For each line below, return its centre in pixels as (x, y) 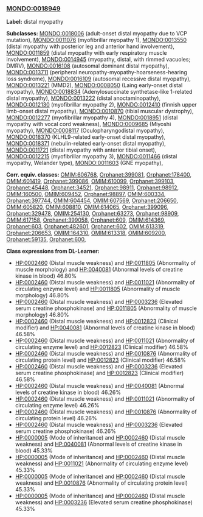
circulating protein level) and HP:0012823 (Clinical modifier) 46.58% (101, 360)
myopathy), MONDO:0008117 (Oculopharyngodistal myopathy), (86, 131)
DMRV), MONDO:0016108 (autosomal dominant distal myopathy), (88, 66)
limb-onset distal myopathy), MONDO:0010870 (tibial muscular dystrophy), (100, 111)
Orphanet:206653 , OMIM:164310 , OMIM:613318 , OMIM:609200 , (86, 233)
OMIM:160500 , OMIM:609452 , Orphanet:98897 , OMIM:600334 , (86, 194)
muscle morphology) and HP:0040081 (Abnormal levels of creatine (99, 270)
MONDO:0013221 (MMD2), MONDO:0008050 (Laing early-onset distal (95, 85)
